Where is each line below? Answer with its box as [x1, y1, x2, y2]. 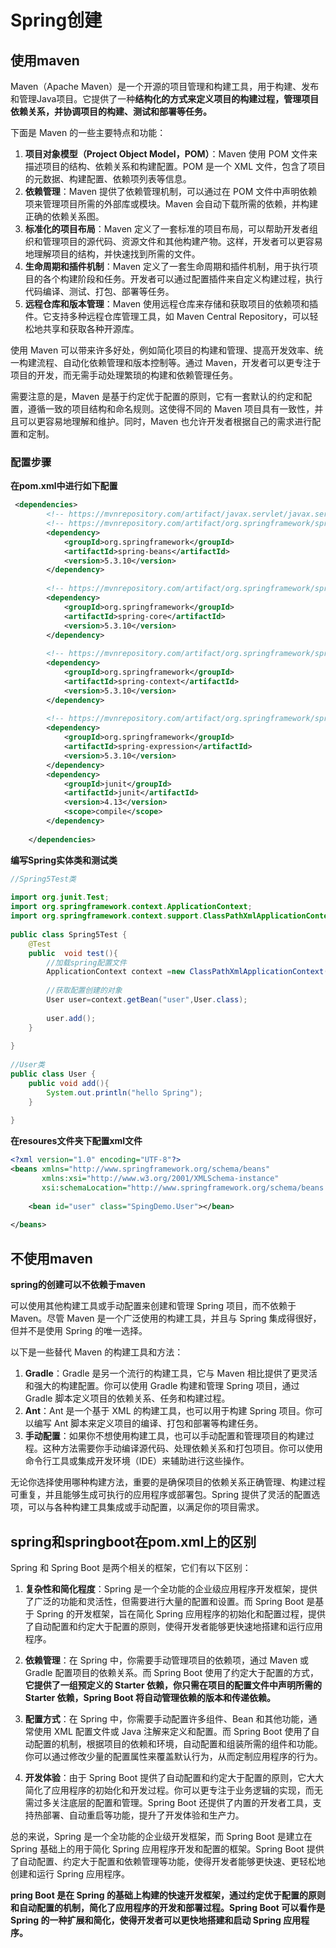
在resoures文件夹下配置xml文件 [10, 1135, 143, 1147]
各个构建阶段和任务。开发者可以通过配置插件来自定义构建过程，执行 [42, 273, 323, 285]
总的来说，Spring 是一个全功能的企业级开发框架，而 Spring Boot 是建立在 [10, 1830, 313, 1842]
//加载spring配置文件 [46, 957, 127, 968]
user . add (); [46, 1013, 97, 1023]
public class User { [10, 1069, 97, 1080]
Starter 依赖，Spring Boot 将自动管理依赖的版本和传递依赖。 [24, 1691, 276, 1703]
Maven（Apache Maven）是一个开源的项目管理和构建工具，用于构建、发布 [10, 81, 320, 92]
